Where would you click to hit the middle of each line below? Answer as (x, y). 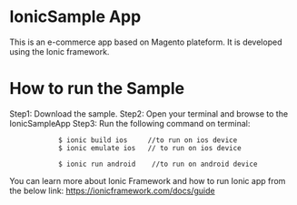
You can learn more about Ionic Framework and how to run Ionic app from (148, 180)
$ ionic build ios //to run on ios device (148, 140)
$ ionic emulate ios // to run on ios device (150, 148)
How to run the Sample (97, 89)
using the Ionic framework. (59, 51)
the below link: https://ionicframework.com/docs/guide (112, 190)
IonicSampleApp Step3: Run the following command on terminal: (130, 123)
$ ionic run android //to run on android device (158, 164)
